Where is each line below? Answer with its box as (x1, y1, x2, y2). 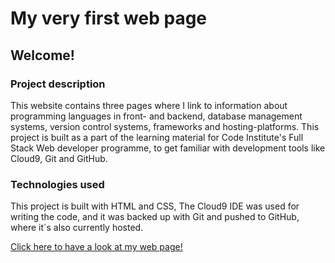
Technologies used (10, 177, 105, 191)
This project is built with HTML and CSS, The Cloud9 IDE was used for (10, 200, 300, 212)
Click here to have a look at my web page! (10, 241, 183, 253)
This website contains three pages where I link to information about (10, 99, 288, 111)
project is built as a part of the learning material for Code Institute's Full (10, 131, 304, 143)
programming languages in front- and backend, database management (10, 110, 303, 122)
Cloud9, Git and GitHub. (10, 152, 108, 164)
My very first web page (10, 7, 208, 30)
